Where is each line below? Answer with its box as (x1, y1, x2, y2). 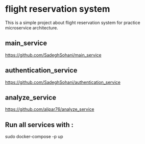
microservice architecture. (5, 24, 58, 30)
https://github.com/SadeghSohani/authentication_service (5, 79, 121, 85)
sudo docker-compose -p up (5, 134, 64, 140)
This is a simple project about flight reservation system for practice (5, 20, 141, 25)
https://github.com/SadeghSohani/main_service (5, 52, 102, 58)
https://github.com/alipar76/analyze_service (5, 106, 95, 112)
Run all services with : (5, 120, 73, 129)
